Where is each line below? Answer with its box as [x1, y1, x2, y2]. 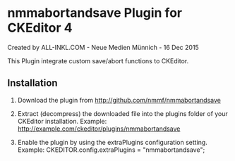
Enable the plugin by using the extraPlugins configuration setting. [17, 138, 208, 146]
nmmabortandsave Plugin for [7, 5, 182, 21]
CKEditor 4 [7, 20, 73, 36]
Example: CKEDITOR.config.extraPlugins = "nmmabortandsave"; [17, 146, 205, 154]
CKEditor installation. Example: [17, 117, 107, 125]
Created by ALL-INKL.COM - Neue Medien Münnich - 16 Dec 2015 [7, 43, 199, 51]
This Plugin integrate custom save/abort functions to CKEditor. [7, 56, 189, 65]
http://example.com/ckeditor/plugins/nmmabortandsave [17, 124, 181, 133]
